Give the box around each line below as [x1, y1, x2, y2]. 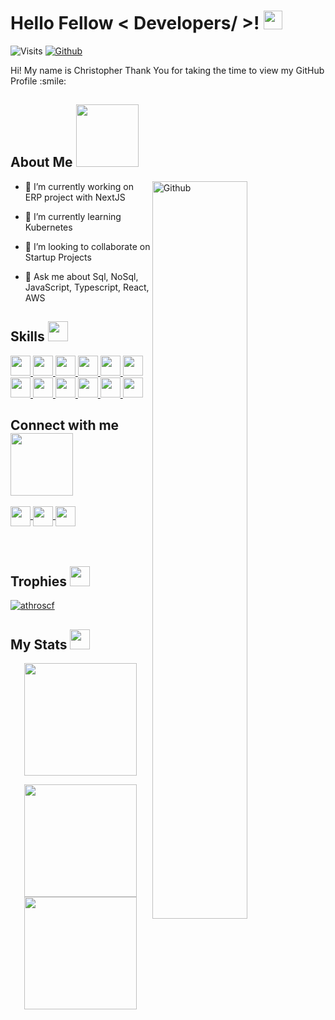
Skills [10, 328, 45, 345]
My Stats [10, 636, 68, 653]
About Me [10, 154, 73, 171]
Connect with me [10, 416, 120, 434]
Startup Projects [24, 251, 92, 263]
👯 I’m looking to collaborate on [24, 240, 151, 252]
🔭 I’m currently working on [24, 180, 134, 192]
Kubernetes [24, 221, 73, 233]
